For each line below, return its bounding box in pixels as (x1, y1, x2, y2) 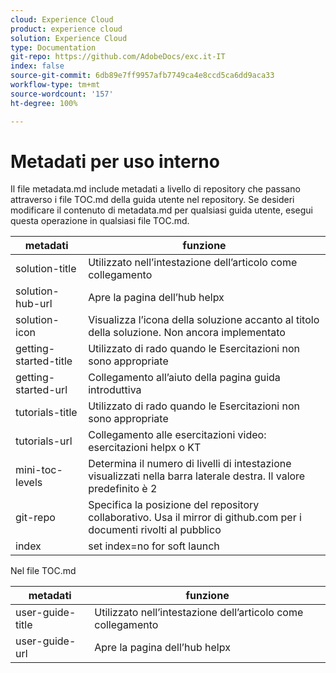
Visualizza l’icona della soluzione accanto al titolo (88, 313, 320, 327)
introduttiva (88, 383, 142, 397)
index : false (10, 61, 65, 71)
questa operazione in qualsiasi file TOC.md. (10, 215, 190, 227)
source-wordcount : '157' (10, 89, 114, 99)
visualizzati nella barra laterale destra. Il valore (88, 469, 306, 483)
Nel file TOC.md (10, 565, 77, 577)
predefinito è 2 (88, 482, 158, 496)
